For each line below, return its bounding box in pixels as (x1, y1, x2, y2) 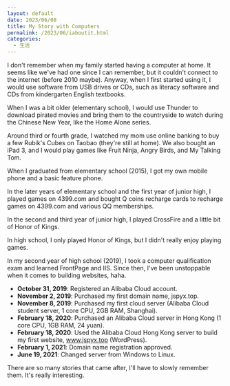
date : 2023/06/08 (7, 17, 57, 23)
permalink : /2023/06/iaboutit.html (7, 29, 109, 36)
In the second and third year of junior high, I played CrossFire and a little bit (7, 215, 221, 224)
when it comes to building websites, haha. (7, 271, 127, 279)
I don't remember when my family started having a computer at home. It (7, 61, 211, 69)
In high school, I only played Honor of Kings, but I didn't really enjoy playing (7, 236, 222, 244)
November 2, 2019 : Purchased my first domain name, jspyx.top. (17, 292, 200, 300)
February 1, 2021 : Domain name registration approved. (17, 343, 173, 351)
